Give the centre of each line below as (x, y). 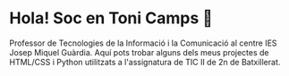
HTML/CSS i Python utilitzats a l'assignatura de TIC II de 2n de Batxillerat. (145, 62)
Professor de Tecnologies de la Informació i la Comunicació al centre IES (143, 43)
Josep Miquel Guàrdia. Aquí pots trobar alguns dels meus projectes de (140, 52)
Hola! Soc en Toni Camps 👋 (111, 18)
